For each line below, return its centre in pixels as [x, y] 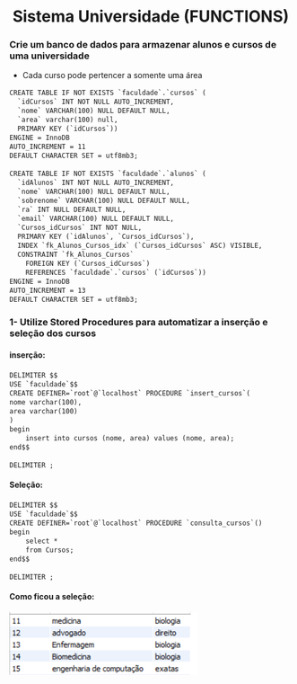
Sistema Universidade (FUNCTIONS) [151, 17]
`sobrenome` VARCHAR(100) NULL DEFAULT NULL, [104, 201]
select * [42, 541]
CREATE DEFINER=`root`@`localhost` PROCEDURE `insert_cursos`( [130, 393]
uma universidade [49, 56]
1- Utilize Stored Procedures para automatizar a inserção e [139, 323]
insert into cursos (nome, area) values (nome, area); [130, 438]
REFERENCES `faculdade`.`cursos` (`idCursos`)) [116, 273]
